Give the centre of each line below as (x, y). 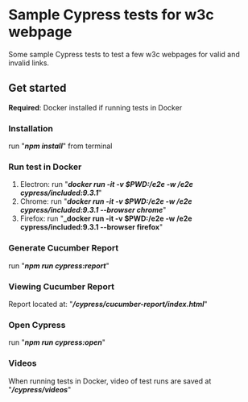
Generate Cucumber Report (64, 248)
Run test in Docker (45, 167)
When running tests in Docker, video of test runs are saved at (110, 381)
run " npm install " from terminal (60, 146)
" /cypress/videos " (40, 389)
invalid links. (29, 63)
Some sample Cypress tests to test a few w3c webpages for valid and (124, 54)
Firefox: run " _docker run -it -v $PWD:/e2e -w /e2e (106, 218)
